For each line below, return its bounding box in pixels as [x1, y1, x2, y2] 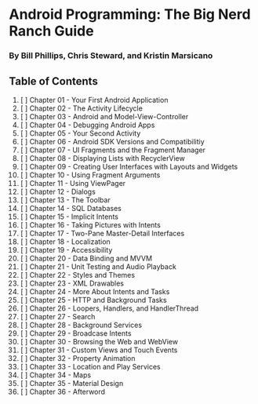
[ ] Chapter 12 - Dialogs [20, 187, 96, 196]
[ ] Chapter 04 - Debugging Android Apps [20, 120, 155, 129]
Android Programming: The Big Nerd [9, 5, 251, 24]
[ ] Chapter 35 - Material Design [20, 378, 124, 388]
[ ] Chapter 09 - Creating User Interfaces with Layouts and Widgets [20, 162, 238, 171]
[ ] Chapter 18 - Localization [20, 237, 111, 246]
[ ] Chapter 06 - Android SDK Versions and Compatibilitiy [20, 136, 205, 146]
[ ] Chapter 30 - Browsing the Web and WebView [20, 337, 179, 346]
